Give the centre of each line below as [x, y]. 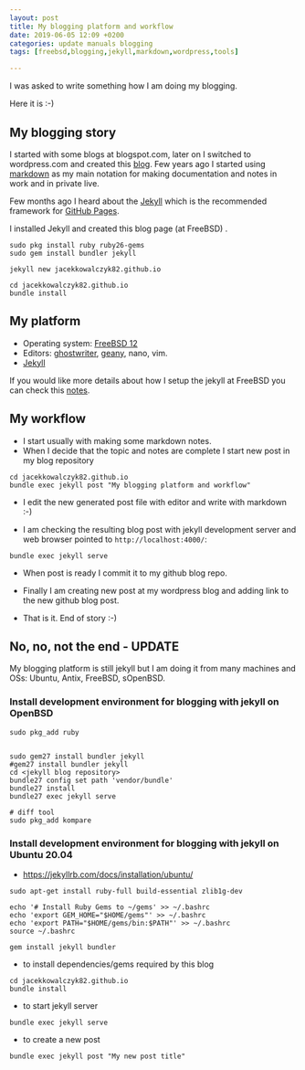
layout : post [34, 18]
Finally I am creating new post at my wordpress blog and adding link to [156, 590]
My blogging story [63, 132]
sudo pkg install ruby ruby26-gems [77, 245]
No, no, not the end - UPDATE [95, 646]
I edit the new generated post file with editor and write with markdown [155, 502]
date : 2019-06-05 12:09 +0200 [67, 35]
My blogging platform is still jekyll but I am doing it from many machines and [153, 669]
